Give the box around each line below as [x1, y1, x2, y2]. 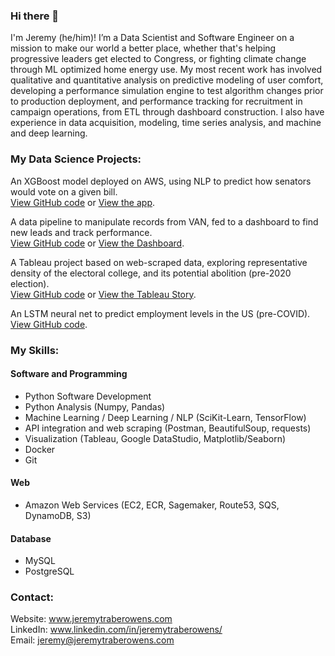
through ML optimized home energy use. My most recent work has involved [10, 64, 323, 76]
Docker [24, 443, 56, 455]
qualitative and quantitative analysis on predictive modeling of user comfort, [10, 74, 324, 86]
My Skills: [10, 343, 60, 357]
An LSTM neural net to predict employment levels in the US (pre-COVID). [10, 307, 311, 319]
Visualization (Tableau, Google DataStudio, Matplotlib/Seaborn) [24, 432, 287, 444]
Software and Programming [10, 368, 128, 380]
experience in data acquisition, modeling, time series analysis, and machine [10, 117, 322, 129]
